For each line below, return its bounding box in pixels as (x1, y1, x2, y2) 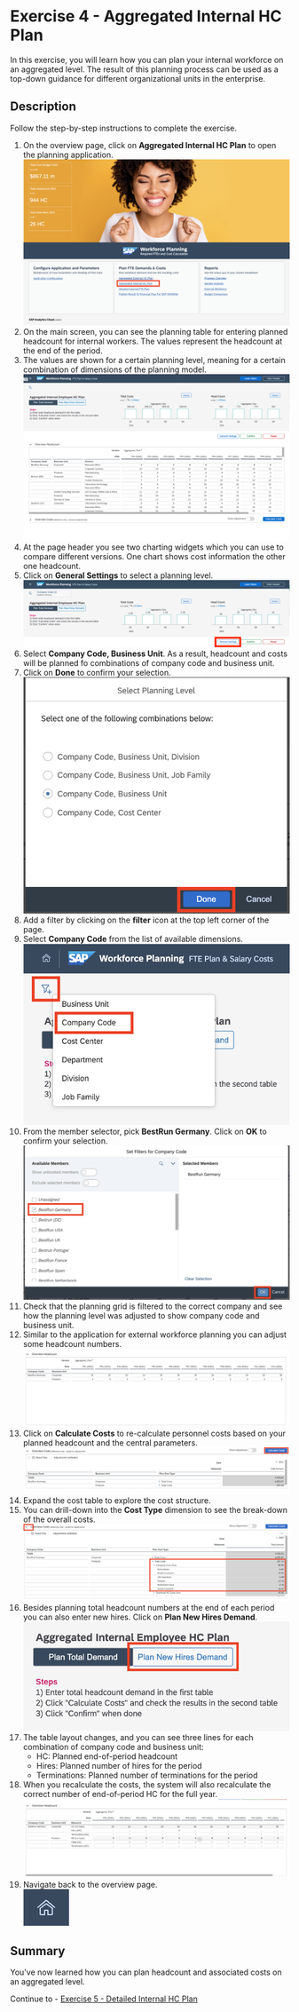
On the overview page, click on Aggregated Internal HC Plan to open (22, 139, 277, 150)
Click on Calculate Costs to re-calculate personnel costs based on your (22, 1428, 287, 1438)
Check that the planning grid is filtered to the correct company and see (22, 1301, 283, 1311)
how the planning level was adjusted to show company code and (22, 1311, 260, 1321)
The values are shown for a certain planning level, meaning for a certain (22, 355, 287, 366)
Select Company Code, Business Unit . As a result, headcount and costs (22, 648, 287, 659)
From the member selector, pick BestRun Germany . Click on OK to (22, 1126, 267, 1137)
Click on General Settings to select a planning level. (22, 570, 214, 581)
